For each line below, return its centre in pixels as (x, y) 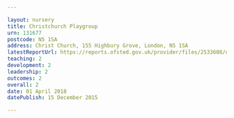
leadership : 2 (28, 72)
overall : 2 (23, 84)
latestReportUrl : (32, 52)
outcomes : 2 (24, 78)
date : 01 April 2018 (37, 91)
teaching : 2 (24, 59)
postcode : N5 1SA (32, 39)
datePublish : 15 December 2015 (53, 98)
